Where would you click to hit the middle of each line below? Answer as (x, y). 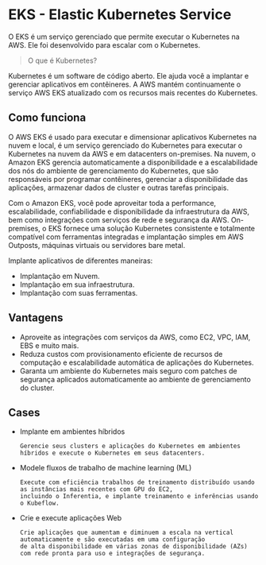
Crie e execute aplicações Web (71, 518)
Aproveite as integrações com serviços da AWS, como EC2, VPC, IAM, (135, 337)
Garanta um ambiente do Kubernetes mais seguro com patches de (128, 370)
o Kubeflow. (39, 503)
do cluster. (37, 388)
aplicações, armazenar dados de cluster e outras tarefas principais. (118, 188)
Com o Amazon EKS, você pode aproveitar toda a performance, (112, 203)
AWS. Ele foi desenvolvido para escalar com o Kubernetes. (104, 45)
